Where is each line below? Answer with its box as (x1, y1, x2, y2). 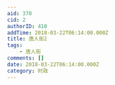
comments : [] (7, 55, 44, 62)
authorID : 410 (7, 23, 48, 29)
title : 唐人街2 (7, 36, 47, 42)
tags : (7, 42, 23, 49)
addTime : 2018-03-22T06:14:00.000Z (7, 29, 109, 36)
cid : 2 (7, 16, 26, 23)
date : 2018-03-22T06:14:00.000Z (7, 61, 99, 68)
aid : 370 (7, 10, 32, 17)
